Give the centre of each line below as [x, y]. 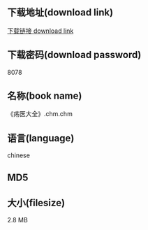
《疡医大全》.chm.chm [40, 114]
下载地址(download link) [60, 13]
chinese [18, 155]
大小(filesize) [36, 203]
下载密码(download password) [74, 55]
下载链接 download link [40, 31]
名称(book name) [45, 96]
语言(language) [41, 138]
